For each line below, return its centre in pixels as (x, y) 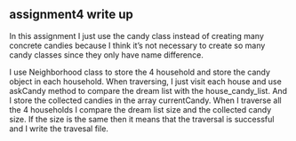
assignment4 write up (71, 15)
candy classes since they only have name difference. (107, 55)
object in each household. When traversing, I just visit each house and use (145, 81)
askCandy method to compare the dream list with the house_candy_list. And (148, 90)
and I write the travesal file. (59, 129)
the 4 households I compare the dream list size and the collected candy (140, 109)
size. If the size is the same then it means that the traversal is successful (142, 119)
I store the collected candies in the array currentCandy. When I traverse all (145, 100)
